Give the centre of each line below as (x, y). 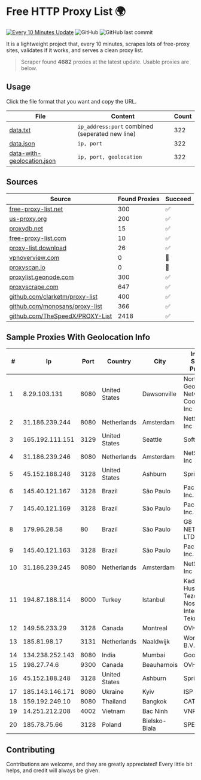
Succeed (178, 199)
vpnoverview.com (34, 257)
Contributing (31, 750)
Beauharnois (160, 665)
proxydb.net (26, 228)
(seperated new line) (107, 133)
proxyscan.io (28, 267)
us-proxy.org (28, 218)
